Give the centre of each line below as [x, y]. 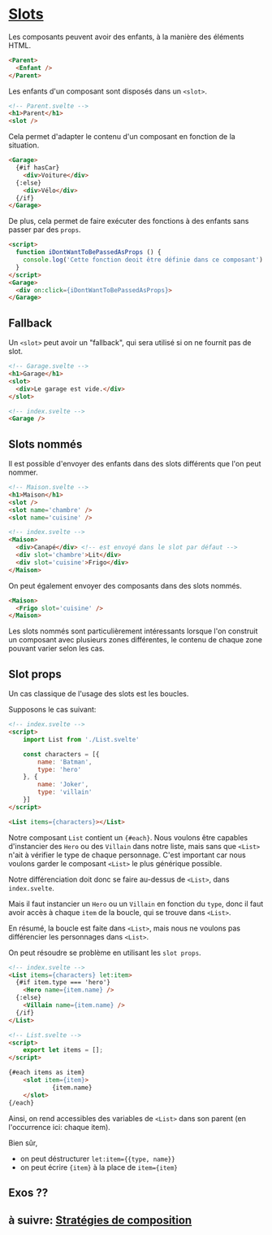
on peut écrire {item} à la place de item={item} [99, 1167]
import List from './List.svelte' [81, 739]
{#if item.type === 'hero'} [63, 983]
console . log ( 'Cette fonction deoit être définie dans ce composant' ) [143, 260]
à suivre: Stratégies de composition [100, 1221]
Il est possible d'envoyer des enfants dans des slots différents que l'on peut [135, 464]
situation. [24, 145]
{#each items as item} [47, 1073]
